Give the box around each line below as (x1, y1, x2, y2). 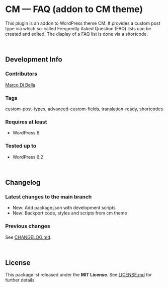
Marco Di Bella (5, 82, 36, 88)
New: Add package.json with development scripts (12, 205, 116, 211)
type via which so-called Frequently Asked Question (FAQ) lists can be (5, 25, 151, 31)
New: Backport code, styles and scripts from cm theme (12, 210, 127, 216)
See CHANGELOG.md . (5, 234, 52, 240)
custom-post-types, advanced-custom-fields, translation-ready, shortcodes (5, 106, 163, 112)
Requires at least (5, 118, 47, 125)
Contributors (5, 70, 38, 78)
